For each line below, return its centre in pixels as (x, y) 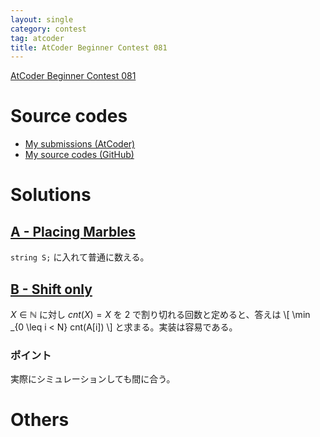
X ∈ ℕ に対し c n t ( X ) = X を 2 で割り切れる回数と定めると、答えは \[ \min (160, 314)
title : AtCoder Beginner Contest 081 (89, 47)
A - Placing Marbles (73, 231)
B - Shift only (51, 289)
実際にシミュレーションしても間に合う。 (93, 379)
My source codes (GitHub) (79, 155)
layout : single (42, 19)
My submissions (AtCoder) (80, 144)
